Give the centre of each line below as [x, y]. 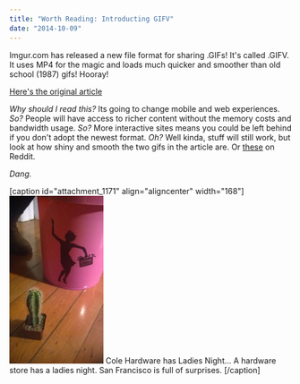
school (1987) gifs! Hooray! [59, 74]
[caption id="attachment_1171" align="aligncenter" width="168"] [127, 191]
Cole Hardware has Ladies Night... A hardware [191, 360]
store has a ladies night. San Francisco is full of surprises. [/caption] [135, 370]
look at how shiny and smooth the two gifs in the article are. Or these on [142, 147]
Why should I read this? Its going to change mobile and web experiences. [145, 108]
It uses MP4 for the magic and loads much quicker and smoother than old [145, 64]
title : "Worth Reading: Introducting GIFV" [92, 19]
